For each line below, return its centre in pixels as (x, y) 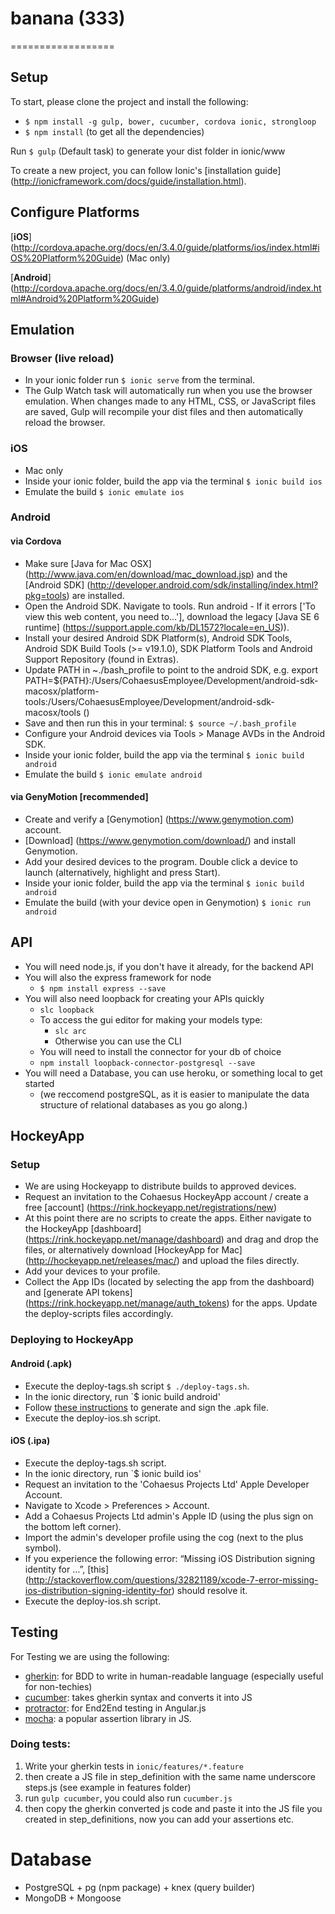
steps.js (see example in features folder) (108, 1787)
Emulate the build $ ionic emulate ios (104, 491)
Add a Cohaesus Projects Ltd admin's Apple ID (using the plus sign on (169, 1516)
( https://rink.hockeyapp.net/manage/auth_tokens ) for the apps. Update (171, 1303)
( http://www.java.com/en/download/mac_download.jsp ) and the (156, 574)
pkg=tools (45, 595)
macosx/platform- (62, 691)
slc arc (70, 1031)
